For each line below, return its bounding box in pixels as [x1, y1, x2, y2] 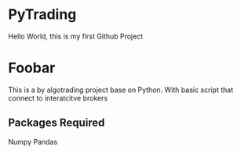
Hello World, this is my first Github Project [8, 31, 144, 41]
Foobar [8, 59, 56, 77]
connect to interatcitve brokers [8, 93, 108, 103]
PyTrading [8, 5, 77, 24]
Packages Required [8, 116, 105, 130]
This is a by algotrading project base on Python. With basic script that [8, 85, 234, 94]
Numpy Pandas [8, 137, 58, 146]
